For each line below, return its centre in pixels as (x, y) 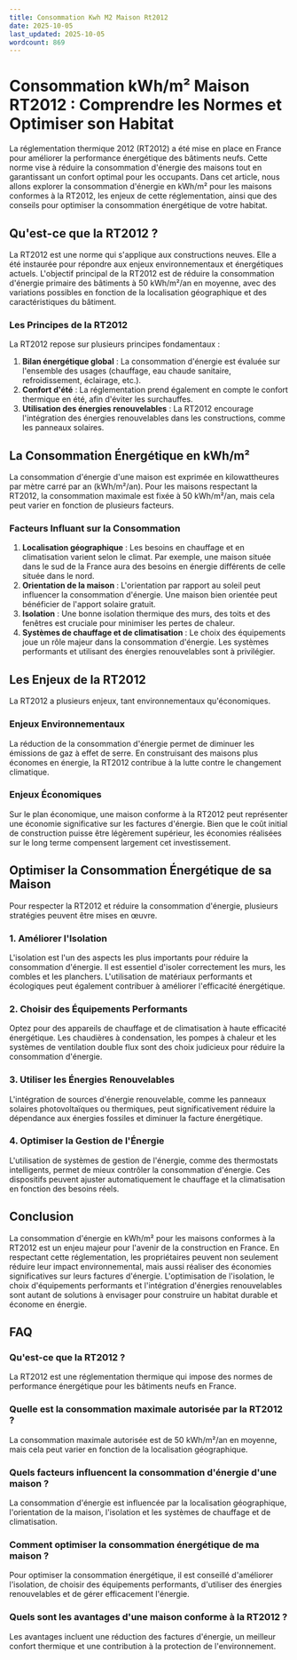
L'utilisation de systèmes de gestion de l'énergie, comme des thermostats (144, 1160)
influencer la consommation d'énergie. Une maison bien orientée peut (149, 595)
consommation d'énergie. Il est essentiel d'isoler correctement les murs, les (148, 966)
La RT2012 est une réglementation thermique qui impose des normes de (141, 1377)
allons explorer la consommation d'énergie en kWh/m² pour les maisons (141, 187)
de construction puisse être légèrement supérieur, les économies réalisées (145, 833)
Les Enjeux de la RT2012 (78, 680)
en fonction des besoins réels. (64, 1189)
